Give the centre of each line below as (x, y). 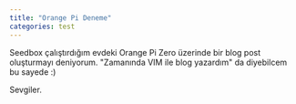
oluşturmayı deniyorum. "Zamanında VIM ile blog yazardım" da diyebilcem (148, 62)
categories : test (42, 26)
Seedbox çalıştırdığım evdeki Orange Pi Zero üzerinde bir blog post (135, 52)
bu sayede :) (33, 72)
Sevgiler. (26, 89)
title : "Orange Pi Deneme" (61, 18)
